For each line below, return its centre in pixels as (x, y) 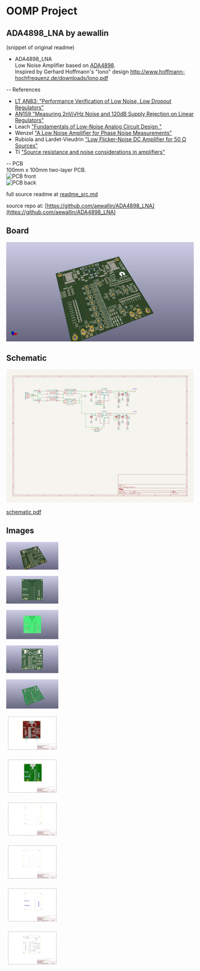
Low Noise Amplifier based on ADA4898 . (65, 65)
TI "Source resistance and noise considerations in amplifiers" (90, 152)
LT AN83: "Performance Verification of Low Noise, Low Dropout (93, 101)
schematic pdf (24, 512)
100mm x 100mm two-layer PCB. (46, 170)
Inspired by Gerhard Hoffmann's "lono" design (72, 72)
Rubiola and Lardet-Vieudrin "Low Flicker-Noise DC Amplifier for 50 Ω (100, 139)
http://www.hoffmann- (158, 72)
